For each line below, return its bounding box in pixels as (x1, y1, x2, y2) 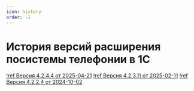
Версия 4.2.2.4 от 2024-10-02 (6, 79, 83, 86)
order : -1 (6, 14, 31, 20)
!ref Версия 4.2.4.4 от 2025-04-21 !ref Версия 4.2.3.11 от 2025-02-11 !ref (6, 72, 189, 79)
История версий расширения (6, 40, 161, 54)
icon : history (6, 8, 42, 15)
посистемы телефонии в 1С (6, 52, 151, 66)
